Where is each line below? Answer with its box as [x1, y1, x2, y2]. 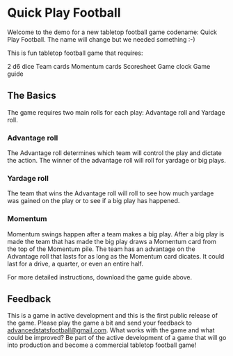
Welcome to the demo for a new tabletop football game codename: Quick [7, 28, 218, 36]
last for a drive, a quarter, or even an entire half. [7, 259, 144, 268]
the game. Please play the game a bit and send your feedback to [7, 318, 193, 327]
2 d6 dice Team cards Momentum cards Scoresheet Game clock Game [7, 62, 211, 70]
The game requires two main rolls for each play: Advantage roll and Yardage [7, 108, 225, 116]
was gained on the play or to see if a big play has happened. [7, 197, 180, 205]
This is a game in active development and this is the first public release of [7, 311, 218, 320]
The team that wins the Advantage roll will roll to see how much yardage [7, 189, 214, 197]
